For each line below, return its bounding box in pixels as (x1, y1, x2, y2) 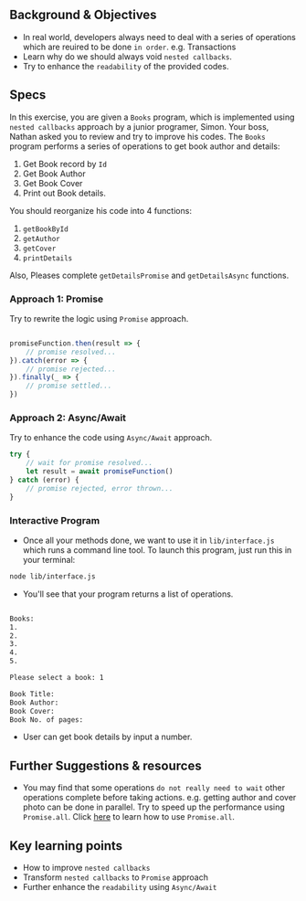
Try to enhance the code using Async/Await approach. (9, 432, 213, 443)
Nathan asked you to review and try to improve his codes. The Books (9, 131, 267, 142)
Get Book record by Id (22, 158, 108, 169)
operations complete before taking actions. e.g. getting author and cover (22, 792, 297, 803)
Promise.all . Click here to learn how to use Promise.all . (22, 811, 235, 822)
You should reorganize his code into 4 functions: (9, 205, 192, 216)
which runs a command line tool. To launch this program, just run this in (22, 544, 292, 556)
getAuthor (22, 234, 61, 243)
